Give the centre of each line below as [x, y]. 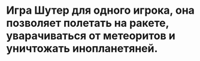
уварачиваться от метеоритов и [91, 36]
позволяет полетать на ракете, [88, 23]
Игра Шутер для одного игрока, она [100, 10]
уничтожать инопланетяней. [82, 49]
